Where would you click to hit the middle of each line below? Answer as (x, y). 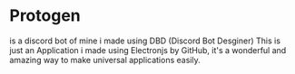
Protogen (45, 16)
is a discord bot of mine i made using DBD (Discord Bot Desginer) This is (145, 41)
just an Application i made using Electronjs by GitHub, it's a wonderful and (148, 50)
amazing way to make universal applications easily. (105, 60)
